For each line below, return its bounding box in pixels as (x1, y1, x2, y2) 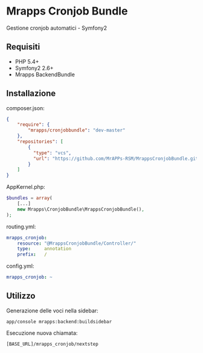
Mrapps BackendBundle (14, 71, 76, 78)
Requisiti (6, 42, 40, 52)
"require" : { (17, 122, 50, 128)
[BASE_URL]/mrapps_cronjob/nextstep (6, 341, 98, 347)
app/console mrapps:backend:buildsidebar (6, 318, 112, 325)
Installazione (6, 88, 56, 99)
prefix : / (17, 251, 47, 258)
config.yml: (6, 262, 34, 270)
